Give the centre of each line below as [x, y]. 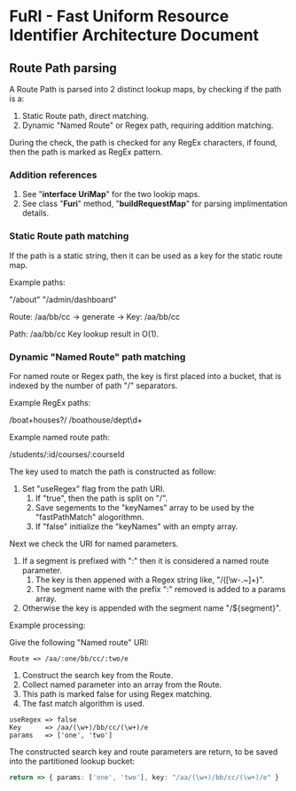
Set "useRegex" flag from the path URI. [93, 488]
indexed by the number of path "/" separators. [93, 385]
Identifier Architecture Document [134, 35]
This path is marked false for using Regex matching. [117, 693]
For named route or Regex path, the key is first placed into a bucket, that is [145, 376]
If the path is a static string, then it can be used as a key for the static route [146, 256]
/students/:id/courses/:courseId [67, 454]
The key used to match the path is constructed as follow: [113, 471]
